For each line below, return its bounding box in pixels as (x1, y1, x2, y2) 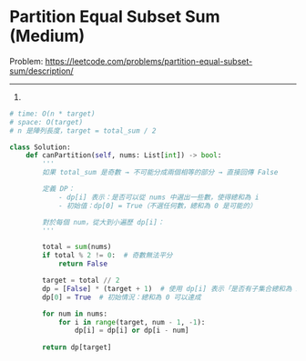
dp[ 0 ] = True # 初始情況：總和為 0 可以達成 (42, 293, 202, 302)
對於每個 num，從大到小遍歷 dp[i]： (42, 217, 165, 226)
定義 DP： (42, 185, 76, 194)
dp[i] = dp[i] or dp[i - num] (74, 326, 189, 336)
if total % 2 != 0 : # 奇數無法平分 (42, 251, 173, 260)
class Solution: (9, 143, 71, 152)
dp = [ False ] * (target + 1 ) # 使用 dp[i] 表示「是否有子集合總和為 (42, 284, 292, 293)
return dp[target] (42, 343, 112, 352)
